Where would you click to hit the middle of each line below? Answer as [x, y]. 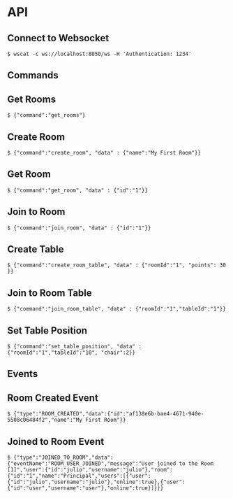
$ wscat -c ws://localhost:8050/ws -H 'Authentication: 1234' [99, 54]
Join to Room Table [50, 293]
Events [23, 374]
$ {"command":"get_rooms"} [46, 115]
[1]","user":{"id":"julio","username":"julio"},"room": [90, 470]
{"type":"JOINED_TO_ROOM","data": [63, 458]
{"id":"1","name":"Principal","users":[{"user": [79, 476]
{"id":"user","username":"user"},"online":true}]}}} [85, 488]
